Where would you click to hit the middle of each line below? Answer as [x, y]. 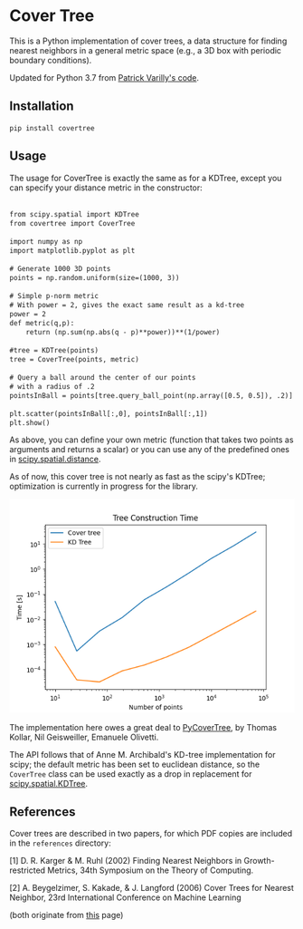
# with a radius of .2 [52, 386]
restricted [28, 870]
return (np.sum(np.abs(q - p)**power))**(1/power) [123, 332]
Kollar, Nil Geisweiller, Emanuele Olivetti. [84, 737]
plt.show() [30, 422]
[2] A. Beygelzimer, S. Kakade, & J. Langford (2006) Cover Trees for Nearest [151, 888]
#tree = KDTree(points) [54, 350]
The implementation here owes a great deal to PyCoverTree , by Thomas [143, 727]
